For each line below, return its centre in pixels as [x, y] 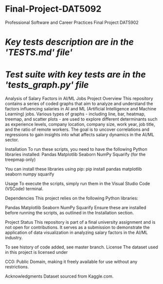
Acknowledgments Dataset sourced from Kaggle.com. [59, 276]
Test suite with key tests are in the [75, 75]
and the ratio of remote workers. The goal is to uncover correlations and [77, 129]
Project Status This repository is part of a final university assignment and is [80, 222]
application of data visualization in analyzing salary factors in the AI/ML [76, 232]
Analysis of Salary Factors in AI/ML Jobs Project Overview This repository [79, 99]
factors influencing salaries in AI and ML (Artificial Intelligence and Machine [81, 109]
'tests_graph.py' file [47, 85]
